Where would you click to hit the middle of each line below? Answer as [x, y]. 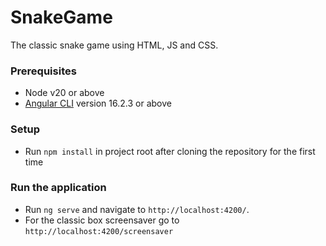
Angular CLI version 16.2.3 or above [98, 103]
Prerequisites [43, 71]
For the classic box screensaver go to [102, 220]
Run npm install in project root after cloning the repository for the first [170, 151]
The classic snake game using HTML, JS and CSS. [114, 45]
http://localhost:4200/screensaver [99, 231]
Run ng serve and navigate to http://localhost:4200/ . [137, 209]
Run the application [58, 188]
